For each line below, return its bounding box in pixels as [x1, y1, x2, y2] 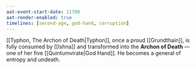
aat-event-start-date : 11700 [6, 8, 80, 15]
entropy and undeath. [6, 56, 61, 64]
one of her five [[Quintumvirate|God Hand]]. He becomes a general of [6, 50, 181, 57]
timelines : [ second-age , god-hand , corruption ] [6, 20, 130, 26]
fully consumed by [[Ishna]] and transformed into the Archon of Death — [6, 43, 190, 50]
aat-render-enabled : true [6, 15, 72, 21]
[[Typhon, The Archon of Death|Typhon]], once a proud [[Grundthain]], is [6, 37, 190, 44]
